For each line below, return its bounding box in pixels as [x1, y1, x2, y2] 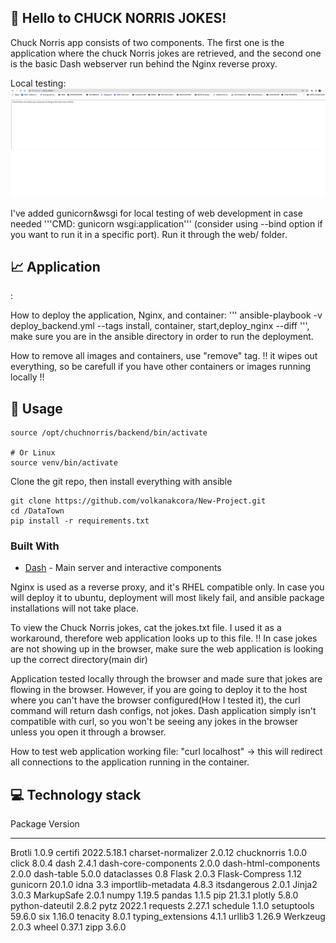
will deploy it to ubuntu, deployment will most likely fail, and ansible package [10, 592, 325, 604]
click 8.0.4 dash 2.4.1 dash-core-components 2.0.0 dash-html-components [10, 857, 321, 870]
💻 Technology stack [10, 786, 142, 803]
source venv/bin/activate [10, 458, 118, 468]
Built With [10, 539, 60, 553]
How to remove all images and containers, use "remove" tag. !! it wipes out [10, 350, 318, 362]
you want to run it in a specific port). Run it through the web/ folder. [10, 228, 288, 240]
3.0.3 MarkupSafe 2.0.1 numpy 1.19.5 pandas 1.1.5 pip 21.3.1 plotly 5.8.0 [10, 889, 299, 901]
